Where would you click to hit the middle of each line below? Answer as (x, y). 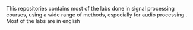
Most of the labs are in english (43, 21)
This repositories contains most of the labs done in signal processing (91, 9)
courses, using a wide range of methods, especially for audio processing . (97, 15)
